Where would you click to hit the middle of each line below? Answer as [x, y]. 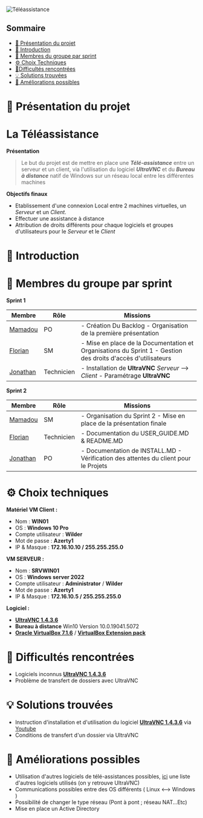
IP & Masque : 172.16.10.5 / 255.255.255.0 [68, 596]
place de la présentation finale [124, 423]
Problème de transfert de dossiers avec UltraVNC [77, 680]
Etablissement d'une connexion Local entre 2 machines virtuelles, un [101, 206]
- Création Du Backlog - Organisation [134, 326]
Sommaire [26, 28]
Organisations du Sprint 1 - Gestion [131, 350]
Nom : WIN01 [32, 521]
